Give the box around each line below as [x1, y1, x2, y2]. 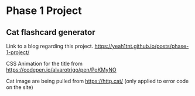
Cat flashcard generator [6, 27, 95, 37]
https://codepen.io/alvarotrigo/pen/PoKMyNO [6, 66, 117, 73]
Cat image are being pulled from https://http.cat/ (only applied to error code [6, 77, 189, 84]
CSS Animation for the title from [6, 60, 83, 67]
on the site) [6, 84, 33, 91]
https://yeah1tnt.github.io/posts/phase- [94, 42, 189, 49]
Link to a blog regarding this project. [6, 42, 94, 49]
